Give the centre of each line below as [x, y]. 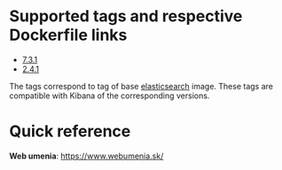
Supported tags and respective [126, 16]
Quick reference [70, 131]
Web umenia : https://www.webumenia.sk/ [86, 156]
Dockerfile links [68, 35]
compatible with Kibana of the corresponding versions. [110, 96]
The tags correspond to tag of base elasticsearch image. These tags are [141, 86]
